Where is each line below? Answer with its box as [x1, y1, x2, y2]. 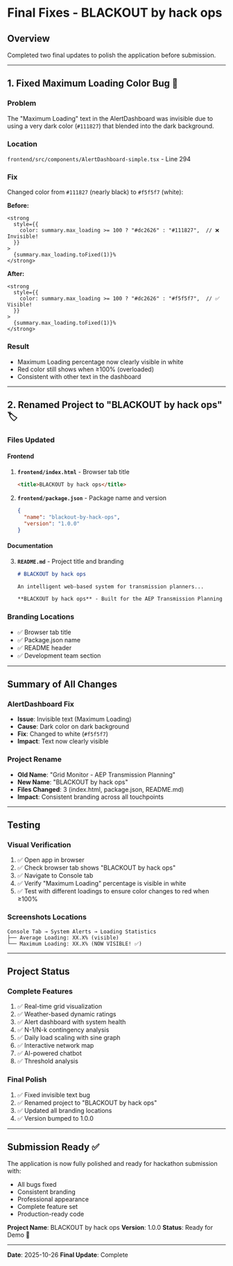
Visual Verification [7, 840, 71, 850]
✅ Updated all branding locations [17, 1106, 112, 1114]
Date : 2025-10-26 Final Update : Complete [7, 1251, 128, 1259]
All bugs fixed [17, 1180, 57, 1189]
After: [7, 270, 25, 278]
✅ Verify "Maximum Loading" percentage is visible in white [17, 879, 187, 888]
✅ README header [17, 643, 72, 651]
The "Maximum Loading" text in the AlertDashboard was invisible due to [7, 114, 214, 122]
